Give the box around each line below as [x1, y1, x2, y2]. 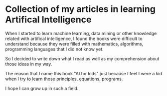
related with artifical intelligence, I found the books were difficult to [5, 36, 143, 42]
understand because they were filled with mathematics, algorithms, [5, 41, 144, 47]
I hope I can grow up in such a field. [5, 85, 79, 91]
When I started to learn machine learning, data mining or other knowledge [5, 30, 157, 36]
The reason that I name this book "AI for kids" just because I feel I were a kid [5, 70, 163, 76]
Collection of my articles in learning [5, 3, 156, 15]
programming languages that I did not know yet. [5, 46, 104, 52]
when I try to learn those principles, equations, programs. [5, 76, 123, 82]
